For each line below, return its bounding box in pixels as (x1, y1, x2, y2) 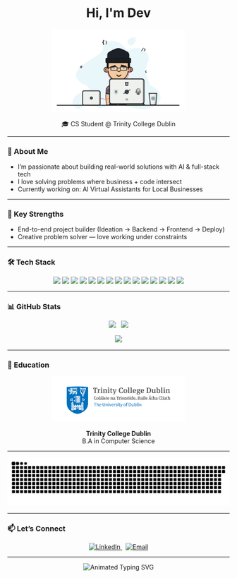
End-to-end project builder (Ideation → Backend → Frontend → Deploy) (17, 225, 226, 234)
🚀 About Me (7, 146, 49, 156)
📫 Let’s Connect (7, 524, 66, 534)
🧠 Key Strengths (7, 209, 64, 219)
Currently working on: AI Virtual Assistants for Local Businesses (17, 185, 203, 193)
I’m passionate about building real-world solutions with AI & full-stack (17, 162, 220, 171)
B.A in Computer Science (82, 436, 155, 445)
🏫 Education (7, 360, 49, 370)
